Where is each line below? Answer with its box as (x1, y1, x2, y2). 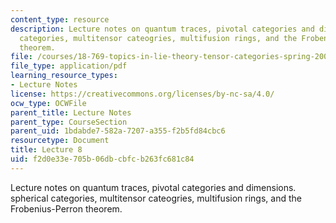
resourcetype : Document (10, 136, 110, 146)
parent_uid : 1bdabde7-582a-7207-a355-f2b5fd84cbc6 (10, 126, 226, 136)
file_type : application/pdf (10, 61, 128, 71)
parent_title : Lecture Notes (10, 107, 132, 118)
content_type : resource (10, 14, 110, 25)
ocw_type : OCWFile (10, 98, 87, 108)
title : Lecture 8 (10, 145, 83, 155)
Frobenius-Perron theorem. (10, 202, 123, 215)
